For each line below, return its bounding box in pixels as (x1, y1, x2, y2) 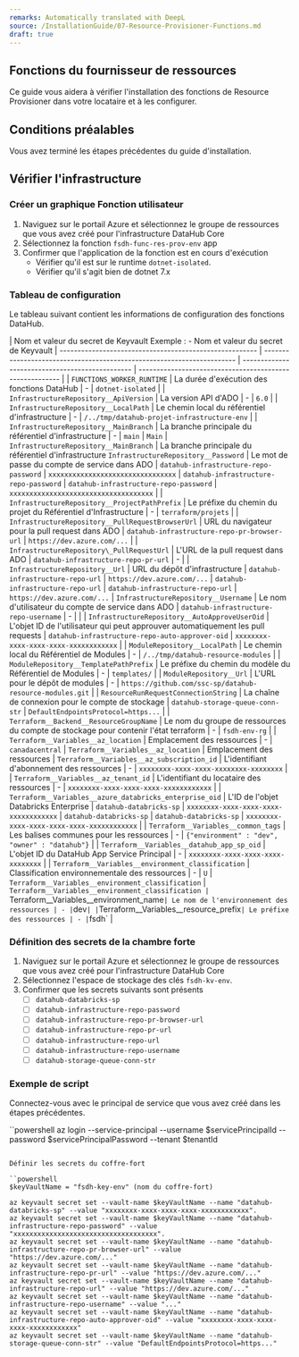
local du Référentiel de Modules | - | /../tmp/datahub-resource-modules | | (9, 649, 281, 660)
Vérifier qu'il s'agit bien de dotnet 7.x (35, 265, 171, 277)
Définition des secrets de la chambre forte (9, 935, 196, 948)
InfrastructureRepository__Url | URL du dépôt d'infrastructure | (9, 563, 247, 574)
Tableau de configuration (9, 288, 121, 300)
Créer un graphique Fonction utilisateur (9, 198, 185, 211)
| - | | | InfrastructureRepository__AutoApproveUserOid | (63, 611, 270, 621)
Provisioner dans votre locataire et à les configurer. (9, 96, 197, 107)
